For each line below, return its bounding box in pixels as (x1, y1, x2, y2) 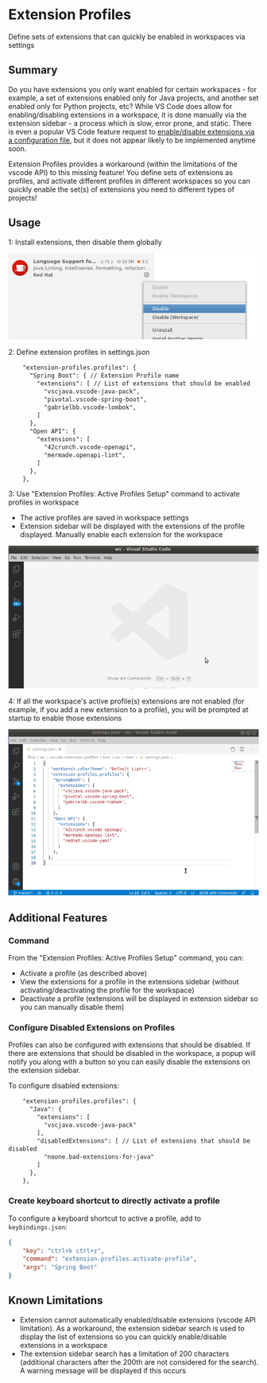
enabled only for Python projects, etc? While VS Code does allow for (8, 101, 233, 111)
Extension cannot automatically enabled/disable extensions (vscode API (19, 1315, 257, 1324)
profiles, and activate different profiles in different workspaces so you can (8, 176, 250, 185)
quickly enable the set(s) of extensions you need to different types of (8, 185, 235, 194)
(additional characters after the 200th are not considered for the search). (19, 1357, 259, 1366)
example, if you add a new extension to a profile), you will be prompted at (8, 704, 249, 714)
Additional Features (8, 911, 108, 925)
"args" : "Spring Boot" (22, 1264, 98, 1272)
